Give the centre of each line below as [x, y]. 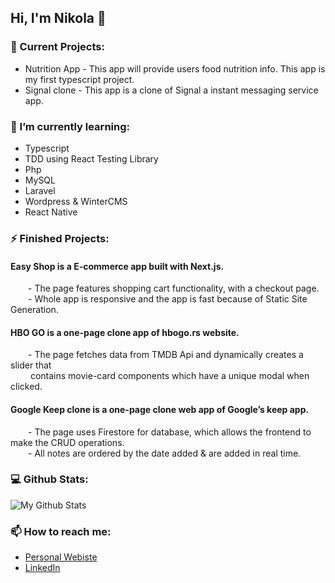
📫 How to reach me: [61, 531]
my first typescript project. [79, 79]
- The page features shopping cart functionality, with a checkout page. [174, 288]
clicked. [26, 387]
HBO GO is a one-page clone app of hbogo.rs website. [125, 332]
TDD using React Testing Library [91, 158]
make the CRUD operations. [67, 442]
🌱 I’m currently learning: [70, 126]
